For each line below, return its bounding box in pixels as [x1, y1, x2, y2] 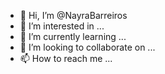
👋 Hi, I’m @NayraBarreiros [19, 10, 128, 21]
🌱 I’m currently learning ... [19, 31, 127, 42]
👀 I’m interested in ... [19, 20, 105, 32]
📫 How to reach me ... [19, 53, 113, 64]
